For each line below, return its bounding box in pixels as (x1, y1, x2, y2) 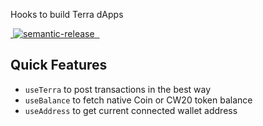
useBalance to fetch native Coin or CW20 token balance (24, 94, 253, 106)
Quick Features (10, 57, 108, 74)
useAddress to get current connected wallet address (24, 104, 238, 116)
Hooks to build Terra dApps (10, 9, 124, 20)
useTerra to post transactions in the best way (24, 83, 212, 95)
